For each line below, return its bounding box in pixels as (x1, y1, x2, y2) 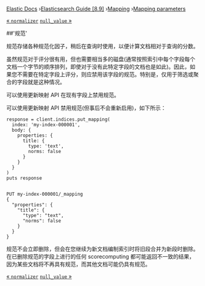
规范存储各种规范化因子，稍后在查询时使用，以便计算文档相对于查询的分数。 (6, 43, 199, 49)
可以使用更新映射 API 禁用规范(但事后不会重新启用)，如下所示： (6, 104, 167, 112)
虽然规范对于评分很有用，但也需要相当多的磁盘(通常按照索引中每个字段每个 (6, 55, 196, 63)
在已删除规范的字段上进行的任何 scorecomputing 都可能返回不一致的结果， (6, 253, 195, 260)
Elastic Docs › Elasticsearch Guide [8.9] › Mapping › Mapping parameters (6, 5, 186, 12)
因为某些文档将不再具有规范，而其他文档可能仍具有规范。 (6, 260, 151, 268)
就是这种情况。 (27, 79, 65, 85)
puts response (6, 175, 43, 181)
